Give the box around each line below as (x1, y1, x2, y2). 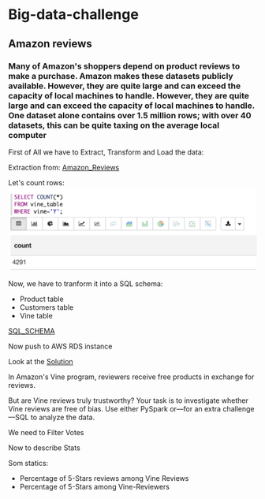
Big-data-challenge (8, 6, 140, 24)
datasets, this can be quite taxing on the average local (8, 120, 219, 131)
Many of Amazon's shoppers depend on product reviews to (8, 61, 241, 72)
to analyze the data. (30, 412, 95, 422)
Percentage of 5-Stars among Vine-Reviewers (19, 482, 170, 491)
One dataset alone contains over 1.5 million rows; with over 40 (8, 110, 252, 121)
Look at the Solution (8, 356, 73, 366)
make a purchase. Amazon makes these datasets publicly (8, 70, 234, 81)
